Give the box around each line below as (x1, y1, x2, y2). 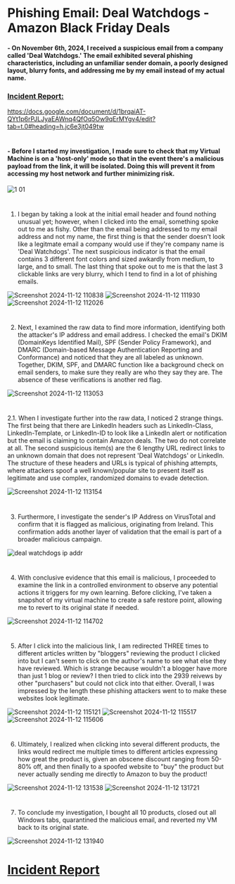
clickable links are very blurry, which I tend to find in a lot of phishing (17, 270, 217, 278)
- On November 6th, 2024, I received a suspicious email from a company (7, 44, 224, 52)
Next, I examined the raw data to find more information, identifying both (17, 323, 226, 332)
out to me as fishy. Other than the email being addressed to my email (17, 225, 217, 233)
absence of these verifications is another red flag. (17, 376, 163, 384)
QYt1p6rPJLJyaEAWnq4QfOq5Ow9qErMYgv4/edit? (7, 115, 156, 123)
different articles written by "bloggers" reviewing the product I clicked (17, 649, 220, 657)
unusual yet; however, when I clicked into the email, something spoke (17, 217, 219, 226)
